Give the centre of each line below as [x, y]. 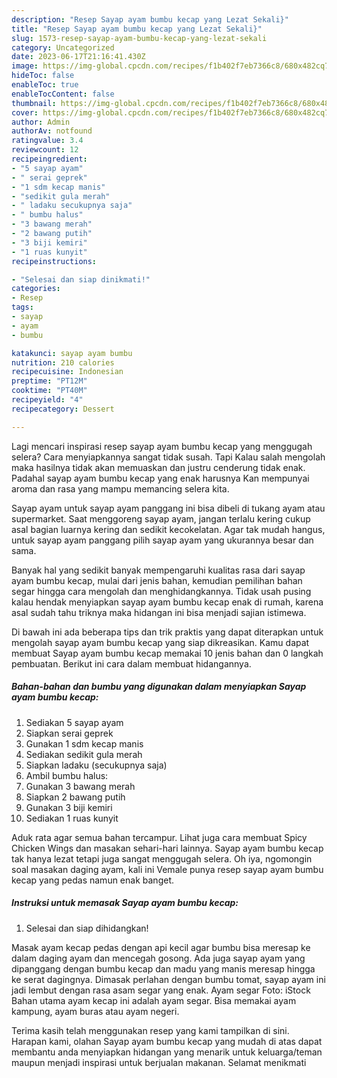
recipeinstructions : [54, 261]
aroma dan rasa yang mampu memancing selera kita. [120, 488]
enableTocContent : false [63, 94]
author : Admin [41, 122]
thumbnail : [34, 103]
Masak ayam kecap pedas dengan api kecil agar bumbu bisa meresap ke [161, 947]
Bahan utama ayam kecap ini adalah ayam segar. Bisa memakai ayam [154, 1000]
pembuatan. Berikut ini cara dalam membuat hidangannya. [131, 663]
